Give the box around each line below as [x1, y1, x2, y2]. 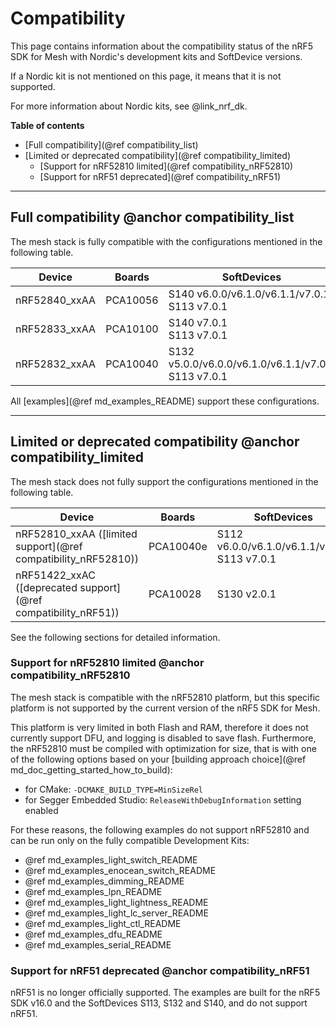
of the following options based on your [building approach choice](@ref [10, 753, 307, 765]
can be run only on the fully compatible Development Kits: [10, 834, 250, 846]
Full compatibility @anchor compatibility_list [10, 209, 295, 226]
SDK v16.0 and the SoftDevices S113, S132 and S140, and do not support [10, 997, 308, 1009]
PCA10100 [105, 322, 159, 336]
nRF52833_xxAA [15, 322, 97, 336]
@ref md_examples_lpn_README [24, 885, 163, 897]
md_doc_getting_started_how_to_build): [10, 763, 173, 776]
